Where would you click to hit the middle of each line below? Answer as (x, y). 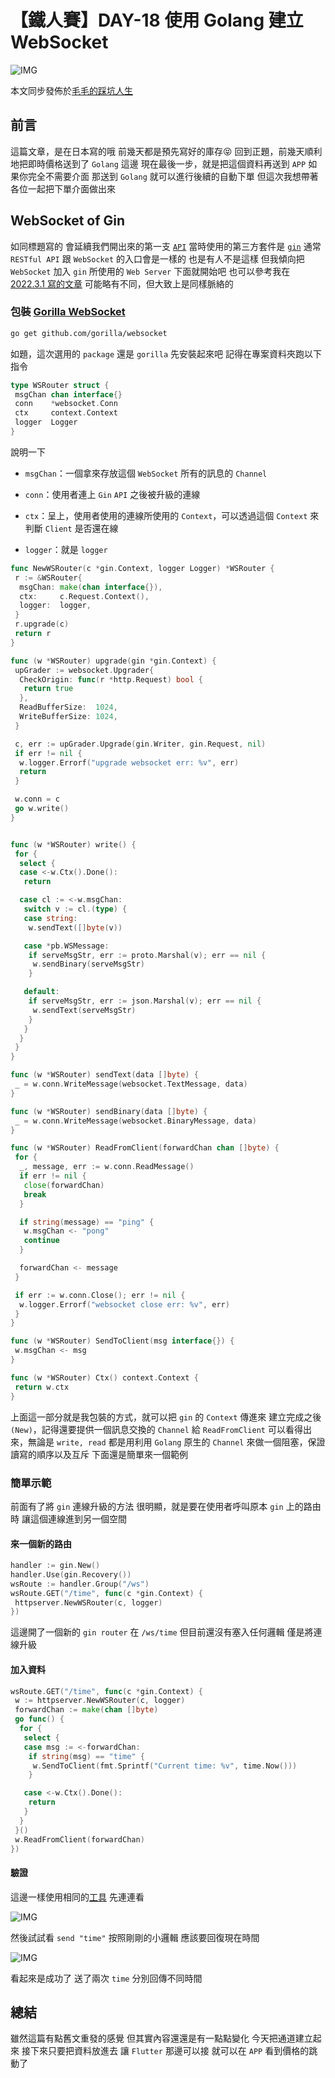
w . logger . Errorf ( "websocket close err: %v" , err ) (124, 1304)
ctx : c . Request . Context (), (84, 596)
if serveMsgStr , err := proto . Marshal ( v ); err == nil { (147, 955)
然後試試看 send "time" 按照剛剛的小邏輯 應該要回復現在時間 (135, 1937)
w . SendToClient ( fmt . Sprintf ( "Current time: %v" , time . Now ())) (165, 1766)
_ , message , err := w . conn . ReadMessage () (107, 1167)
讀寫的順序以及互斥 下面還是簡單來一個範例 (99, 1454)
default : (41, 992)
